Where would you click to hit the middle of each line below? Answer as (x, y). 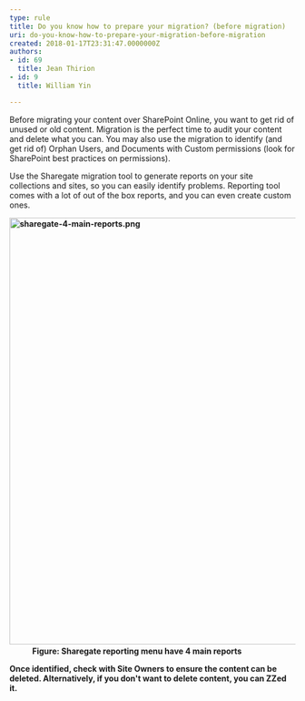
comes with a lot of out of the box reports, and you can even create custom (151, 195)
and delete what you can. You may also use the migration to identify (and (146, 138)
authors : (26, 52)
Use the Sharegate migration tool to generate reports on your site (132, 176)
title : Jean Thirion (56, 69)
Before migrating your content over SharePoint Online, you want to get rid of (152, 119)
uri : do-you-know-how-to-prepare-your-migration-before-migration (138, 35)
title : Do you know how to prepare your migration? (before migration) (148, 26)
